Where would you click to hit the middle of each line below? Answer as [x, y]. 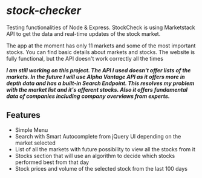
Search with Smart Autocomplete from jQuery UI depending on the [98, 136]
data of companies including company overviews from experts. [88, 96]
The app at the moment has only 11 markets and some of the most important [101, 46]
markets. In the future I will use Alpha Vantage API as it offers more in [96, 77]
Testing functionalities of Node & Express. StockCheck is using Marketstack [101, 27]
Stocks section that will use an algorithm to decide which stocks [95, 156]
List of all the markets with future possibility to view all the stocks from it [105, 149]
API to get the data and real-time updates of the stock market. [83, 33]
